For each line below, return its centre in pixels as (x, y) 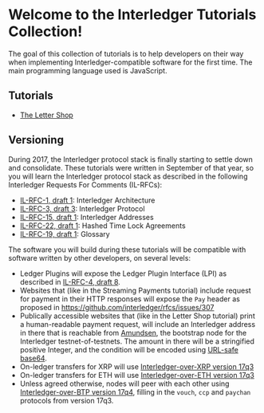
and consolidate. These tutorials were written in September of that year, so (131, 167)
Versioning (36, 140)
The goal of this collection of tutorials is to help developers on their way (126, 53)
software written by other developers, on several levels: (100, 258)
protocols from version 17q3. (67, 400)
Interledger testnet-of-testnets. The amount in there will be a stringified (137, 341)
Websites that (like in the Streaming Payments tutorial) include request (135, 290)
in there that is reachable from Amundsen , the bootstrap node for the (133, 332)
